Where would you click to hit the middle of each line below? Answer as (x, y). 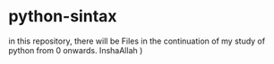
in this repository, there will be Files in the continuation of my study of (137, 41)
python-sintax (63, 16)
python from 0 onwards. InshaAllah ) (76, 50)
